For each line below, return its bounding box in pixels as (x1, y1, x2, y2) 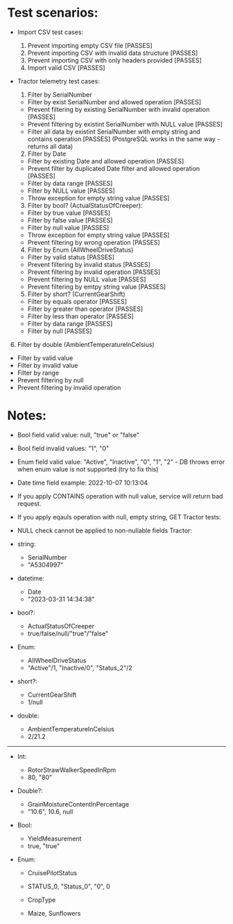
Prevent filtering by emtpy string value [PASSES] (27, 282, 166, 291)
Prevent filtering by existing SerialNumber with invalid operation (27, 105, 210, 113)
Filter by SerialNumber (27, 90, 92, 99)
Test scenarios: (7, 5, 98, 21)
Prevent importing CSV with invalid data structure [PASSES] (27, 49, 198, 57)
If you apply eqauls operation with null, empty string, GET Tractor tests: (17, 512, 221, 521)
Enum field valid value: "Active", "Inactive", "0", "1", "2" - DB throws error (17, 457, 225, 466)
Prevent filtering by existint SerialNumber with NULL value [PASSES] (27, 120, 223, 128)
